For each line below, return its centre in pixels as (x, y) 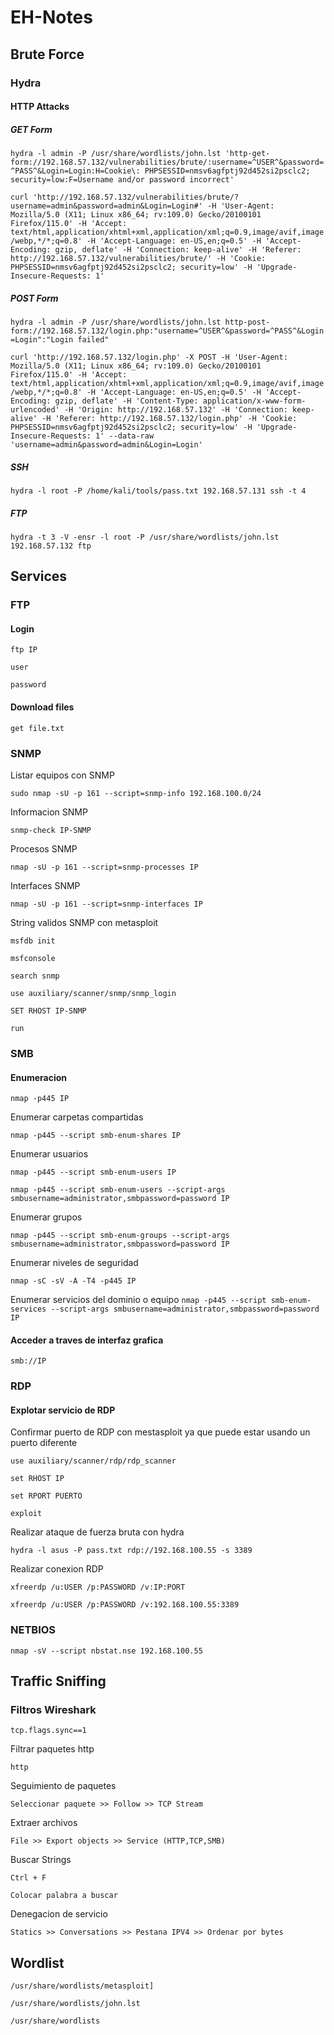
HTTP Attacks (40, 107)
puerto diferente (44, 1443)
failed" (93, 340)
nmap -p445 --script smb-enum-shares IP (96, 1136)
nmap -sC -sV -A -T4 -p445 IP (73, 1281)
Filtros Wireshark (53, 1710)
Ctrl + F (28, 1878)
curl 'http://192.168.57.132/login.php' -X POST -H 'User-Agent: (149, 357)
